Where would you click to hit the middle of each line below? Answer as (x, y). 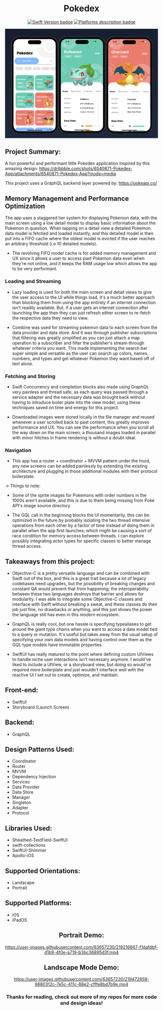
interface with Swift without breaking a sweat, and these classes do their (85, 604)
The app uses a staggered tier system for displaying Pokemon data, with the (81, 218)
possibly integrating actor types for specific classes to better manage (81, 541)
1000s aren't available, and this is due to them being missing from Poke (83, 500)
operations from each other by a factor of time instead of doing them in (83, 525)
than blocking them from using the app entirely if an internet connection (84, 302)
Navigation (18, 450)
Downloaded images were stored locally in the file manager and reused (83, 417)
